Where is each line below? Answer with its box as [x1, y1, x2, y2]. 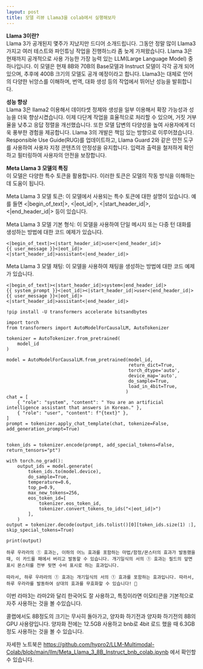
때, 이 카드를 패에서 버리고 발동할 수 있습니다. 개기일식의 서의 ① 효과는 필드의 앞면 [6, 556, 193, 562]
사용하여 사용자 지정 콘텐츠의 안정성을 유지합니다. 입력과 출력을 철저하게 [12, 144, 183, 151]
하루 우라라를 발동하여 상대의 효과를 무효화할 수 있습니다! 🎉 [6, 580, 138, 587]
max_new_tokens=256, [28, 490, 80, 496]
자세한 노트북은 [6, 640, 42, 648]
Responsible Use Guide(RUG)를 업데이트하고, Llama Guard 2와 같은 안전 [6, 136, 182, 144]
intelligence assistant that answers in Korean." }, [6, 404, 142, 411]
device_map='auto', [128, 372, 178, 379]
